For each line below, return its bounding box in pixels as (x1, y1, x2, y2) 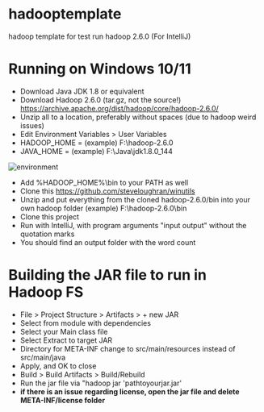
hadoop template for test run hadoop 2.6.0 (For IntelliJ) (8, 31, 191, 41)
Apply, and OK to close (19, 360, 97, 371)
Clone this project (19, 211, 79, 222)
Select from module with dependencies (19, 318, 152, 327)
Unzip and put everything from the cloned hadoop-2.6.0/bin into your (19, 194, 251, 204)
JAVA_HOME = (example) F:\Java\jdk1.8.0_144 (19, 146, 174, 156)
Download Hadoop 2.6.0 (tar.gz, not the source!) (19, 94, 182, 105)
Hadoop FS (8, 283, 84, 302)
